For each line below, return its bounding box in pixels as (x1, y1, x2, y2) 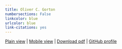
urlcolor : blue (5, 20, 36, 26)
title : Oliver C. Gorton (5, 7, 55, 12)
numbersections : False (5, 12, 51, 16)
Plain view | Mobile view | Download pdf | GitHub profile (5, 38, 117, 44)
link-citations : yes (5, 25, 47, 30)
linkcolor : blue (5, 16, 38, 21)
